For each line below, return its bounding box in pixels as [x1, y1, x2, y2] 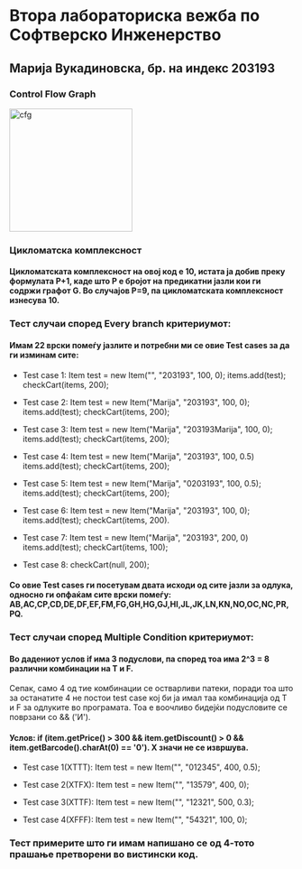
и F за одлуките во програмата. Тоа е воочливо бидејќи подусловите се [9, 702, 288, 713]
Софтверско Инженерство [9, 24, 222, 45]
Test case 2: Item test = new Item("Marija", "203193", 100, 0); [22, 396, 251, 407]
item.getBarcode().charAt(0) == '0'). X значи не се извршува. [9, 742, 250, 753]
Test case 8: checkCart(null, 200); [22, 559, 151, 569]
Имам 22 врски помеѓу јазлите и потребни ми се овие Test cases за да [9, 339, 290, 350]
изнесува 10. [9, 295, 60, 306]
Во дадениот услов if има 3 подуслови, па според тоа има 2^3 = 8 [9, 653, 270, 664]
